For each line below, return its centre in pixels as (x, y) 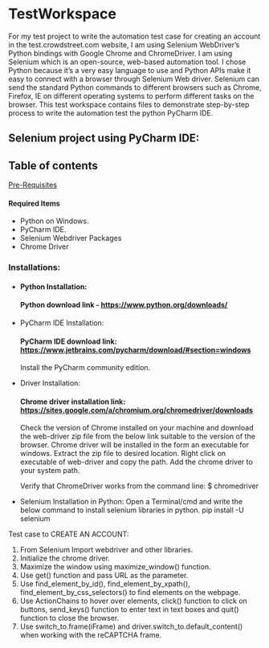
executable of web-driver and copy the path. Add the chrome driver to (136, 462)
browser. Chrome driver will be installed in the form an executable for (134, 445)
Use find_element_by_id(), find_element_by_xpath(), (105, 584)
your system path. (50, 471)
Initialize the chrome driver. (65, 558)
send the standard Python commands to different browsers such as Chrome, (135, 87)
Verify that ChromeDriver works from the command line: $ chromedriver (139, 486)
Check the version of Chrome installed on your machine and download (137, 428)
